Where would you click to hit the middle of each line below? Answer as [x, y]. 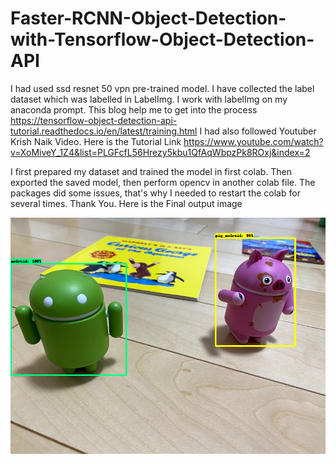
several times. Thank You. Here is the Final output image [126, 203]
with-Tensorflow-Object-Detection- [162, 39]
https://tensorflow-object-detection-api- [94, 120]
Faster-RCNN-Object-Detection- [148, 18]
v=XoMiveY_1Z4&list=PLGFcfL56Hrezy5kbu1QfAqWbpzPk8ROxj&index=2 [160, 152]
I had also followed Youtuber [258, 131]
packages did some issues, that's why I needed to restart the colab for [155, 193]
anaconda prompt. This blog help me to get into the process [134, 109]
